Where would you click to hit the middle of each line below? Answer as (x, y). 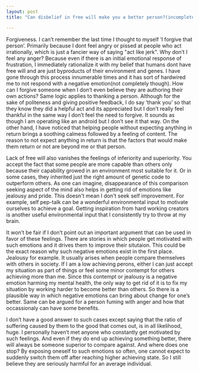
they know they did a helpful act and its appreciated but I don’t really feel (95, 109)
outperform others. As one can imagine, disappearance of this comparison (97, 183)
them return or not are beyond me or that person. (66, 146)
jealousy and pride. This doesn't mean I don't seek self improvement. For (95, 196)
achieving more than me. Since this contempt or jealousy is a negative (92, 276)
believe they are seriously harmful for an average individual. (79, 364)
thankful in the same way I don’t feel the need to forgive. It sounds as (90, 115)
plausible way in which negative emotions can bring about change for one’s (98, 295)
